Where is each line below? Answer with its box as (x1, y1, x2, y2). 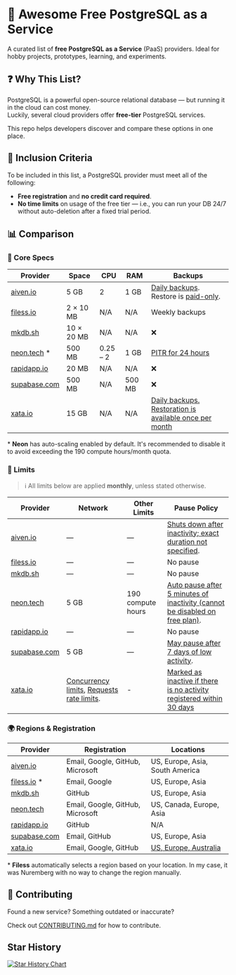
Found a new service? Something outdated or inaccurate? (7, 907, 174, 916)
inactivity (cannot (167, 598, 225, 608)
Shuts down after (167, 519, 223, 529)
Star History (7, 941, 62, 953)
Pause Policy (174, 503, 218, 512)
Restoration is (150, 404, 197, 414)
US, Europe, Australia (150, 843, 221, 853)
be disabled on (167, 606, 216, 616)
